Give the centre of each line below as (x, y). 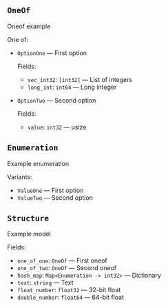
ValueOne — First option (50, 190)
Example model (29, 234)
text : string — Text (45, 283)
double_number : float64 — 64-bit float (71, 297)
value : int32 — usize (57, 127)
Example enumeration (38, 163)
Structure (28, 218)
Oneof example (29, 26)
